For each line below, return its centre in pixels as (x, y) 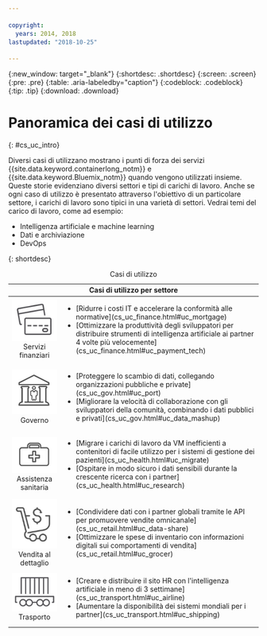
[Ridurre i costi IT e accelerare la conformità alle (154, 308)
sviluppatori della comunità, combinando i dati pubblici (165, 409)
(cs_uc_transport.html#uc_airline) (130, 597)
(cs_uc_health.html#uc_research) (130, 485)
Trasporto (35, 617)
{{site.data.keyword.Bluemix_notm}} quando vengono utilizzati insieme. (125, 177)
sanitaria (35, 487)
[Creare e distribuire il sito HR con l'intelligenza (152, 580)
